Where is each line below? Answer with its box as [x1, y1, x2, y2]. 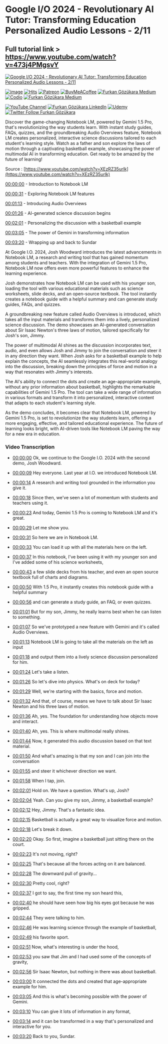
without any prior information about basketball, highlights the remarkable [5, 384, 155, 390]
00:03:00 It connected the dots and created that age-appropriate [12, 978, 147, 984]
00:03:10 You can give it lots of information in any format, [12, 1008, 131, 1014]
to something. [12, 614, 41, 620]
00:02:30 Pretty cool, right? [12, 880, 70, 886]
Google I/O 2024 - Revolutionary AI [5, 4, 154, 15]
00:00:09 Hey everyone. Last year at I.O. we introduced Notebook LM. [12, 470, 157, 476]
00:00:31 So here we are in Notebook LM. [12, 534, 98, 540]
